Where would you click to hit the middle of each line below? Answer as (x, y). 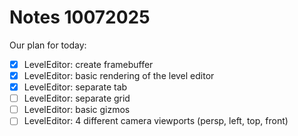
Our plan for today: (48, 45)
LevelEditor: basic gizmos (77, 110)
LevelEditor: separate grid (77, 98)
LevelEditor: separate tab (75, 87)
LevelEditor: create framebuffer (88, 64)
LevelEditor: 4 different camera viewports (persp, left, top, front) (156, 121)
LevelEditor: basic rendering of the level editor (119, 75)
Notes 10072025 (80, 17)
